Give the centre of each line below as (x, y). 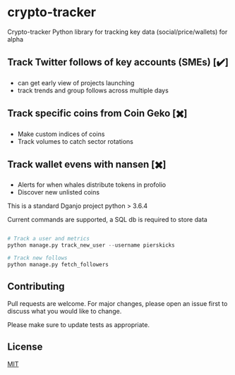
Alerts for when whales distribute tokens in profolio (92, 185)
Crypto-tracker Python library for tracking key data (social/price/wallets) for (117, 32)
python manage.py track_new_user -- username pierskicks (91, 245)
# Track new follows (38, 258)
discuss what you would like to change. (65, 311)
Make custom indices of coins (61, 134)
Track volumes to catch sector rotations (76, 141)
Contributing (36, 287)
